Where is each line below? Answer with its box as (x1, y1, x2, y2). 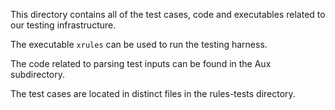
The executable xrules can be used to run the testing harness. (10, 39, 268, 50)
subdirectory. (10, 69, 66, 80)
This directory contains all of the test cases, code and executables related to (10, 9, 326, 20)
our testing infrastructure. (10, 19, 117, 31)
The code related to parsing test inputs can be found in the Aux (10, 58, 272, 69)
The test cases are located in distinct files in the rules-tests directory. (10, 88, 296, 99)
